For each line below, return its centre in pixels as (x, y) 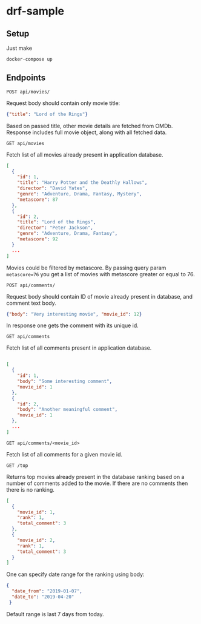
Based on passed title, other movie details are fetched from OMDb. (90, 126)
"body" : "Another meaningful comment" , (68, 410)
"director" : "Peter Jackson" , (55, 228)
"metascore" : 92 (38, 239)
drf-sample (35, 11)
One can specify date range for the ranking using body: (75, 574)
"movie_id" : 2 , (36, 540)
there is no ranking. (30, 489)
